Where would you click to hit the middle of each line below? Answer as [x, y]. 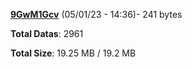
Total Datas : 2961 [47, 33]
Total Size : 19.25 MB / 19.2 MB [73, 53]
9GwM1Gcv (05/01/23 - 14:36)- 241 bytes [96, 14]
